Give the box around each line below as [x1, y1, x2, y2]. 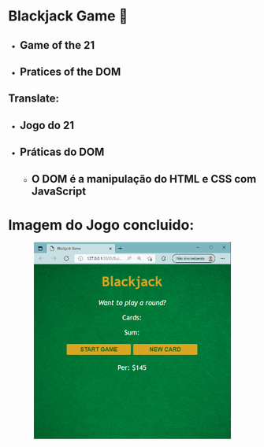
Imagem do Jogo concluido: [8, 216, 195, 234]
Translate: [8, 92, 60, 105]
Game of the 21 [19, 39, 95, 52]
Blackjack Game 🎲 [8, 7, 128, 25]
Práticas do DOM [19, 146, 105, 159]
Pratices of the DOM [19, 65, 121, 78]
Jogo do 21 [19, 118, 75, 132]
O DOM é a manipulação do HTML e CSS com [31, 172, 257, 186]
